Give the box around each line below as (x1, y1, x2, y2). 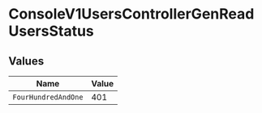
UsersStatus (8, 22, 95, 40)
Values (8, 54, 45, 68)
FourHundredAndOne (12, 93, 84, 102)
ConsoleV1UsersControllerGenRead (8, 5, 255, 23)
